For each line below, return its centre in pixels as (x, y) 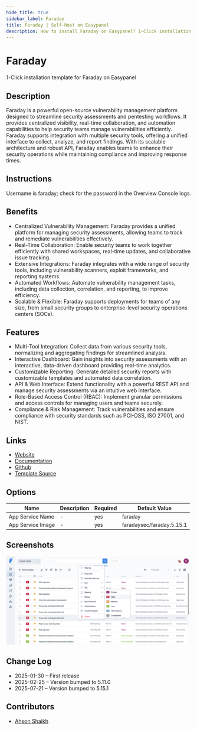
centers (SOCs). (34, 314)
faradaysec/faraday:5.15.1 (155, 525)
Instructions (29, 179)
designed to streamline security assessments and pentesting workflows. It (96, 116)
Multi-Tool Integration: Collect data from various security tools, (91, 347)
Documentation (33, 461)
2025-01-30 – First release (47, 676)
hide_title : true (27, 12)
